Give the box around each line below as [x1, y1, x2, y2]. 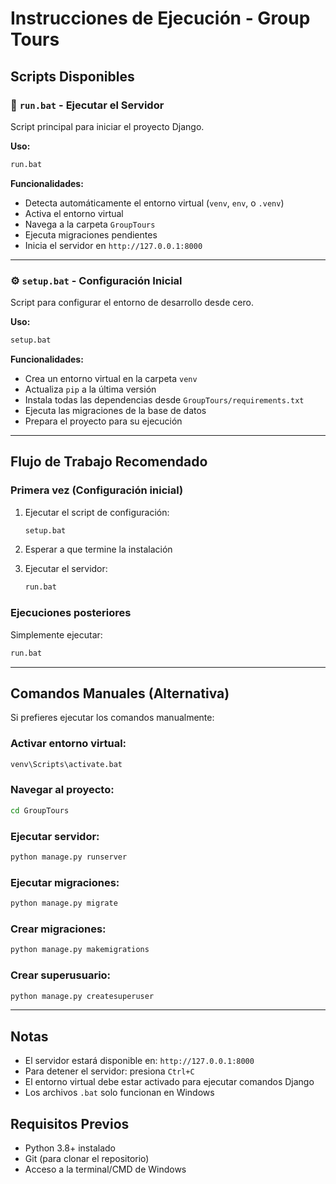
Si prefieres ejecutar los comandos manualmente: [10, 712, 215, 724]
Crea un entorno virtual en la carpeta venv [24, 372, 198, 384]
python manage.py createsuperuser [10, 991, 155, 1001]
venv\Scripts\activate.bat [10, 759, 123, 769]
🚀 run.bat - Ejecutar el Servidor [10, 98, 165, 112]
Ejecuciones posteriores [10, 606, 132, 620]
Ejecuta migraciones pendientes [24, 228, 158, 241]
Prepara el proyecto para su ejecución [24, 415, 183, 427]
